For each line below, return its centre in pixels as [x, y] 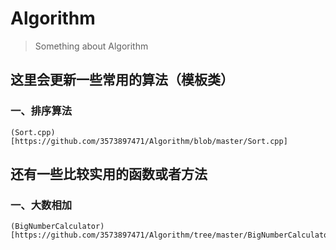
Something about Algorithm [91, 46]
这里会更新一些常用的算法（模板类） [122, 80]
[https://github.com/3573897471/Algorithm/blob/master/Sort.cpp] [149, 141]
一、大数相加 [41, 205]
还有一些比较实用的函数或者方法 [109, 174]
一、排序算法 [41, 111]
